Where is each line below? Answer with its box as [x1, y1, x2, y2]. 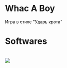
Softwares [5, 36, 47, 47]
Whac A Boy [5, 3, 55, 14]
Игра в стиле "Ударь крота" [5, 19, 63, 25]
